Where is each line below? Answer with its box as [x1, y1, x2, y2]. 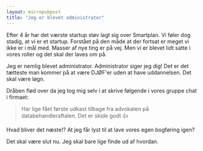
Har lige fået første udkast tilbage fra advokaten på [21, 105, 150, 112]
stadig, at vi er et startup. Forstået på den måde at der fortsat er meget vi [6, 38, 190, 45]
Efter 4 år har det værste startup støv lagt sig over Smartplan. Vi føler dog [6, 31, 191, 38]
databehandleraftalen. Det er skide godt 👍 [21, 112, 128, 119]
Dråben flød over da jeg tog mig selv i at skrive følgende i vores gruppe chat [6, 87, 198, 94]
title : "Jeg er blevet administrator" [6, 15, 105, 21]
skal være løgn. [6, 75, 45, 82]
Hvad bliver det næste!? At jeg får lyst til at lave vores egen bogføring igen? [6, 126, 195, 133]
